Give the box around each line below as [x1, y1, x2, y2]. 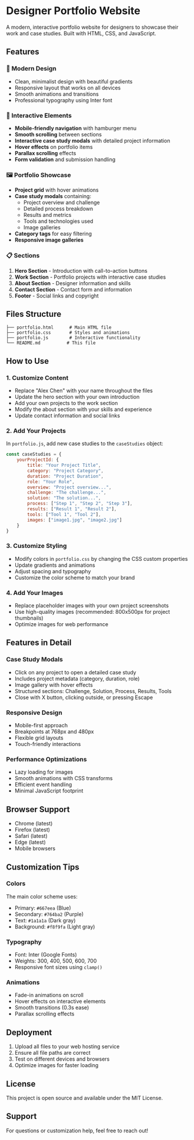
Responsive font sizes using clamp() [14, 964, 103, 971]
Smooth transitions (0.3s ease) [14, 1004, 89, 1011]
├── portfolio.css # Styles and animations [6, 330, 131, 336]
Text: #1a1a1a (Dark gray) [14, 917, 76, 924]
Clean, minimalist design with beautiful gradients [14, 78, 133, 85]
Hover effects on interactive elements [14, 998, 106, 1005]
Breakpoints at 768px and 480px [14, 728, 94, 736]
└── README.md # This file [6, 340, 96, 346]
